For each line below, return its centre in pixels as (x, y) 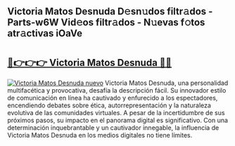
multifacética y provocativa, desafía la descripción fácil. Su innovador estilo (117, 90)
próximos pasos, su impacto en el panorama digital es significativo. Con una (118, 120)
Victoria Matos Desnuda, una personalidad (167, 83)
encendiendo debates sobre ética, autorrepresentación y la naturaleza (109, 105)
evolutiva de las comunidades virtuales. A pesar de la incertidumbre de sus (116, 113)
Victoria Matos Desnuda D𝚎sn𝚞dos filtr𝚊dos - (110, 12)
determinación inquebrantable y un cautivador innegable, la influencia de (113, 128)
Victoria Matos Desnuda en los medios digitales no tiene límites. (100, 135)
